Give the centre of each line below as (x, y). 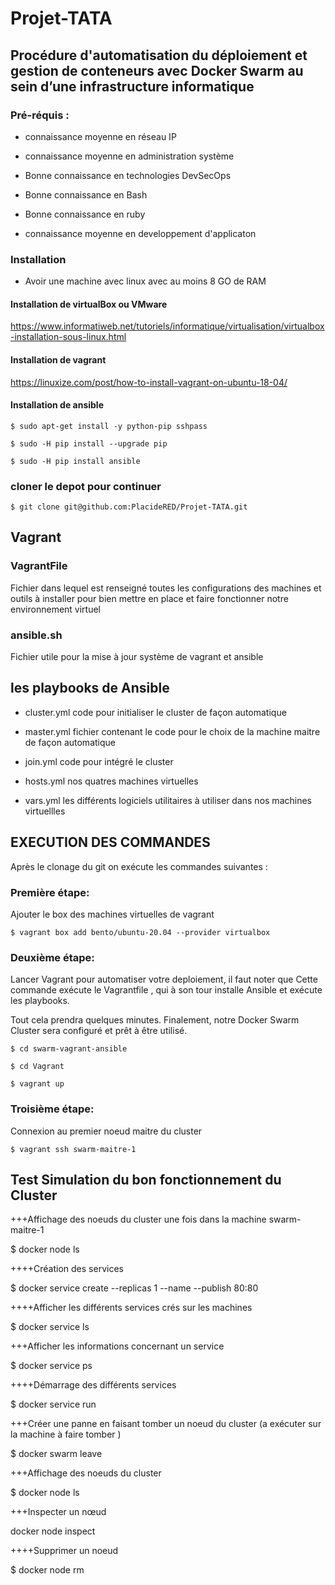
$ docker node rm (47, 1570)
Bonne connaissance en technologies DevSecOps (128, 175)
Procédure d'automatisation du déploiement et (159, 55)
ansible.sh (36, 635)
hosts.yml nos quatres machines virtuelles (111, 781)
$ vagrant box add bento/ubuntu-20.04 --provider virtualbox (140, 932)
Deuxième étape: (52, 957)
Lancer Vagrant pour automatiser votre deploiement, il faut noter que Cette (164, 979)
